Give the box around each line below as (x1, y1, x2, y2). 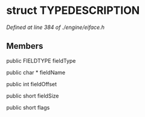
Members (6, 41, 43, 51)
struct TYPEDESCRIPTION (6, 4, 140, 17)
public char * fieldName (6, 69, 65, 76)
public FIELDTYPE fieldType (6, 57, 76, 64)
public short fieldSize (6, 92, 59, 100)
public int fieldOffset (6, 80, 57, 87)
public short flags (6, 104, 50, 111)
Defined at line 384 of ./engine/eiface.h (6, 24, 105, 31)
